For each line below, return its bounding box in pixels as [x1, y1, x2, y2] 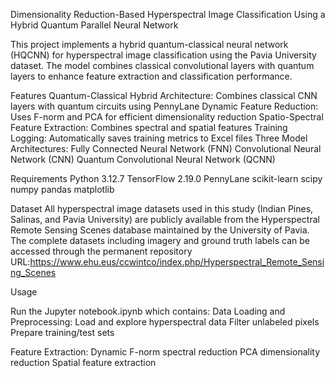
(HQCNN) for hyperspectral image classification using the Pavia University [10, 49, 317, 61]
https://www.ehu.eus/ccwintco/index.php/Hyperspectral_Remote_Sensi [29, 256, 325, 268]
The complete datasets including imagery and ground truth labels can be [10, 235, 310, 246]
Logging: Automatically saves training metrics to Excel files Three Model [10, 132, 308, 144]
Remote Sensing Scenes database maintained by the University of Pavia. [10, 224, 310, 236]
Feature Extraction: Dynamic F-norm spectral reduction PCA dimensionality [10, 346, 321, 358]
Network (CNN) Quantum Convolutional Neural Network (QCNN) [10, 154, 276, 165]
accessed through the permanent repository [10, 245, 193, 257]
